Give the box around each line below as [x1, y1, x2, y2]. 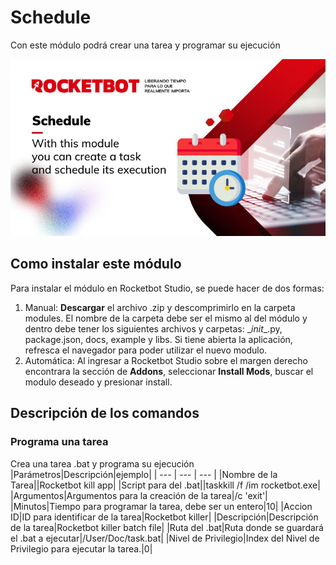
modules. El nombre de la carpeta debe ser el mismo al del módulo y [24, 312, 308, 324]
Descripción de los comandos [10, 405, 200, 422]
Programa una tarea [10, 435, 109, 449]
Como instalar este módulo [10, 256, 182, 273]
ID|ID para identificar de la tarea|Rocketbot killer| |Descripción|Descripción [10, 511, 319, 523]
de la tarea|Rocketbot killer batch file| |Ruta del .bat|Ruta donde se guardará [10, 521, 324, 533]
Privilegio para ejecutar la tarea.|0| [10, 542, 153, 555]
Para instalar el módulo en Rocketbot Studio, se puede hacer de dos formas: [10, 282, 325, 294]
